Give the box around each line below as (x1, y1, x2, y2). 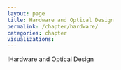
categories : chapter (7, 29, 68, 37)
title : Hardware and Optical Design (7, 17, 114, 24)
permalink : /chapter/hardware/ (7, 23, 99, 30)
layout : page (7, 10, 45, 17)
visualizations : (7, 36, 55, 43)
